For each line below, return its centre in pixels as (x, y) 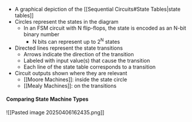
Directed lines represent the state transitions (69, 48)
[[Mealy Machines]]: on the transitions (70, 85)
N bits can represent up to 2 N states (76, 41)
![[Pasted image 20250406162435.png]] (55, 112)
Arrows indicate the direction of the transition (79, 54)
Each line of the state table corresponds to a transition (90, 67)
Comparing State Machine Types (47, 99)
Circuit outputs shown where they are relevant (71, 73)
